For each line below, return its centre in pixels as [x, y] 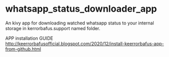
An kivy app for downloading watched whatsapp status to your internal [80, 23]
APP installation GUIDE [29, 38]
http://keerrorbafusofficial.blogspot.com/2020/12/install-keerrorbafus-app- [85, 43]
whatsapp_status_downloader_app [81, 9]
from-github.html [23, 49]
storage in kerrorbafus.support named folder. [53, 28]
